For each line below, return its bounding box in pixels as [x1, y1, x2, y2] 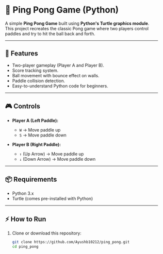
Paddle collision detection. [12, 78, 65, 84]
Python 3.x [12, 190, 34, 196]
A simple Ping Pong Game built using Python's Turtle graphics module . [5, 20, 149, 26]
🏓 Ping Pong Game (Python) [5, 4, 119, 16]
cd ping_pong [12, 244, 39, 249]
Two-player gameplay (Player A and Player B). [12, 62, 104, 68]
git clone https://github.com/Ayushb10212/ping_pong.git [12, 240, 130, 245]
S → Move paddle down [19, 132, 67, 138]
